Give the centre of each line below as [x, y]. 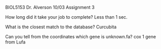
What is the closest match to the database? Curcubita [61, 27]
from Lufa [15, 42]
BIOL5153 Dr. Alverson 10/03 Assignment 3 [50, 7]
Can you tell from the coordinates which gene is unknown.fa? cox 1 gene [81, 37]
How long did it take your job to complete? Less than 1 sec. [66, 17]
